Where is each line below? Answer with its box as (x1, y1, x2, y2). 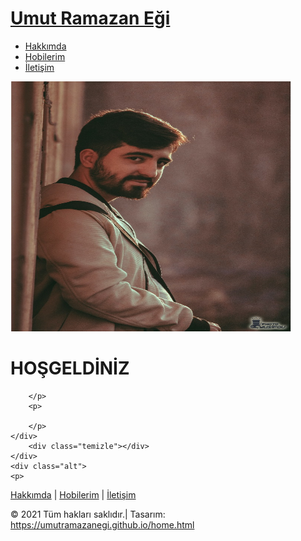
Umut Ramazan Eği (10, 7, 171, 30)
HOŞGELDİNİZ (10, 357, 130, 380)
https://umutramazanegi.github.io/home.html (10, 518, 195, 531)
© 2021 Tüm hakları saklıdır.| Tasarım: (10, 508, 166, 520)
